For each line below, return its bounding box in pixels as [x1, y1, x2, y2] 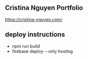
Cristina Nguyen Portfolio [5, 4, 83, 12]
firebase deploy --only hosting [12, 48, 73, 54]
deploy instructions [5, 31, 65, 39]
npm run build [12, 43, 40, 49]
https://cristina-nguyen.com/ [5, 16, 63, 22]
